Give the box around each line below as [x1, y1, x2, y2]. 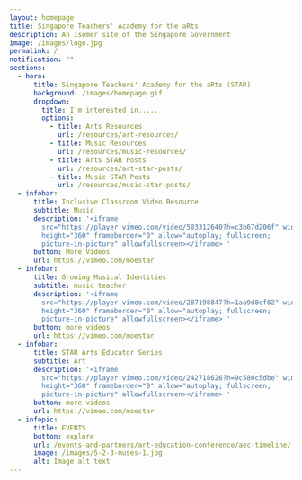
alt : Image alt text [32, 457, 111, 466]
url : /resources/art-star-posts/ [57, 164, 182, 173]
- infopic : [17, 415, 58, 424]
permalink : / [9, 47, 58, 56]
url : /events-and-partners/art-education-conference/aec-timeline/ [32, 440, 292, 449]
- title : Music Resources [49, 139, 147, 148]
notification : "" [9, 55, 75, 64]
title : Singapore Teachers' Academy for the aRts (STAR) [32, 80, 252, 89]
